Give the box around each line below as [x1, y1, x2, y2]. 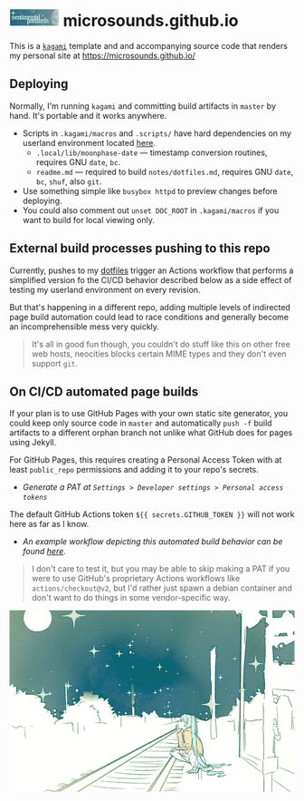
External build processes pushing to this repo [9, 240, 271, 257]
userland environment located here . [22, 137, 157, 148]
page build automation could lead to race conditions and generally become [9, 311, 290, 322]
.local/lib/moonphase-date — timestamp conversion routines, [35, 147, 268, 158]
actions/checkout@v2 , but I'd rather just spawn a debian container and [31, 582, 292, 593]
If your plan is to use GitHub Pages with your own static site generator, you [9, 408, 288, 419]
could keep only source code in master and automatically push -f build [9, 417, 273, 429]
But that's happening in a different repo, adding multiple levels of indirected [9, 301, 291, 312]
